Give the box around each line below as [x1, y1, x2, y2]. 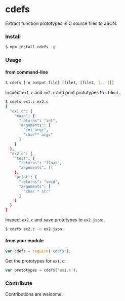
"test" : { [14, 156, 35, 161]
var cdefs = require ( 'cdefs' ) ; [5, 249, 71, 254]
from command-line [5, 69, 48, 75]
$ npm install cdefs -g [5, 45, 56, 50]
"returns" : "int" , [18, 118, 58, 123]
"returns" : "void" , [18, 179, 60, 184]
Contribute [5, 280, 33, 287]
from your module [5, 237, 44, 244]
